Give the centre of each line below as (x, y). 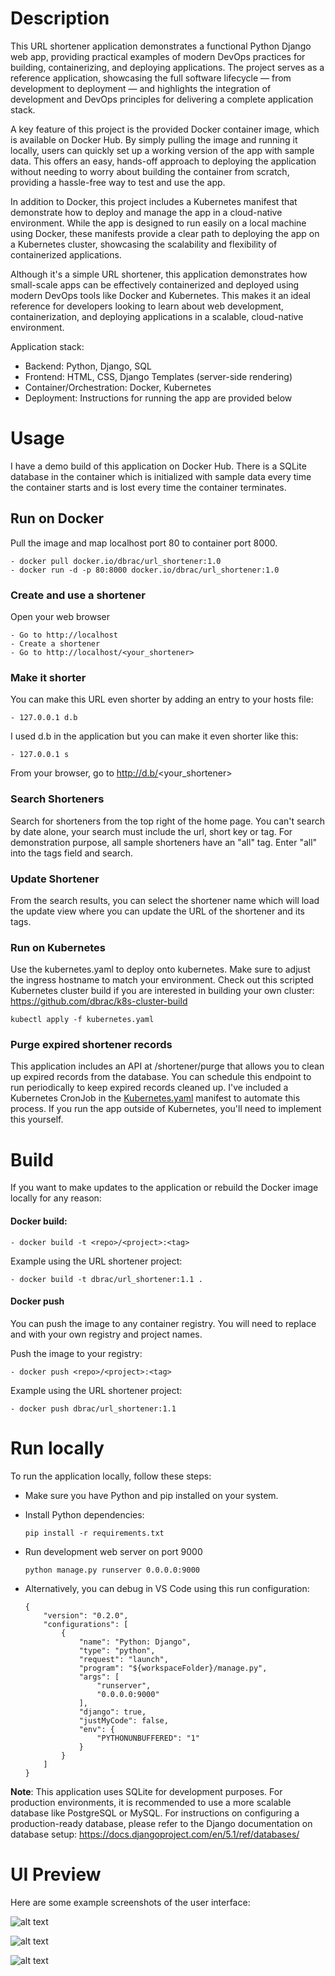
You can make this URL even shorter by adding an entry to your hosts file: (162, 699)
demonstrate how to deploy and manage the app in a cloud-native (146, 212)
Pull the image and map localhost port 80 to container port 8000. (144, 543)
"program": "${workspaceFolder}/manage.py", (173, 1668)
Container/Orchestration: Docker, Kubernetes (118, 387)
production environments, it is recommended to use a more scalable (151, 1802)
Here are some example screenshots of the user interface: (130, 1902)
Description (60, 18)
